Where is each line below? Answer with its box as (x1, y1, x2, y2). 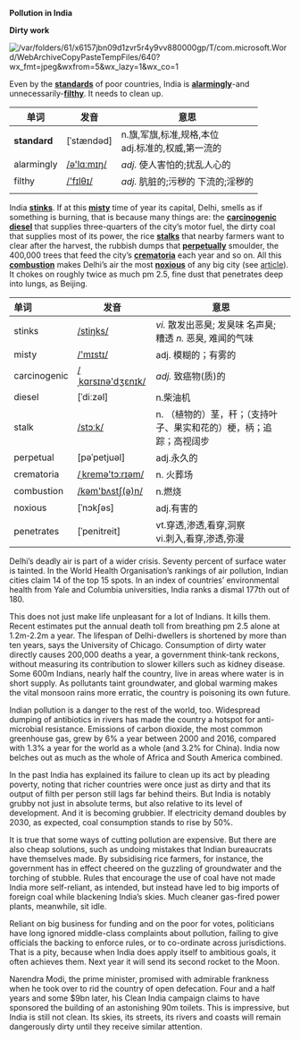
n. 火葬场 (155, 469, 194, 481)
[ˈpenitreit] (77, 525, 121, 537)
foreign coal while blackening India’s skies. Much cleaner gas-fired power (9, 892, 280, 902)
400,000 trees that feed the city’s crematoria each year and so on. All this (9, 250, 282, 260)
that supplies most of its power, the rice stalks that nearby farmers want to (9, 231, 285, 241)
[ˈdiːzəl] (77, 391, 109, 403)
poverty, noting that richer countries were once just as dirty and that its (9, 779, 271, 789)
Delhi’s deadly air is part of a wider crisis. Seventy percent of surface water (9, 556, 287, 567)
